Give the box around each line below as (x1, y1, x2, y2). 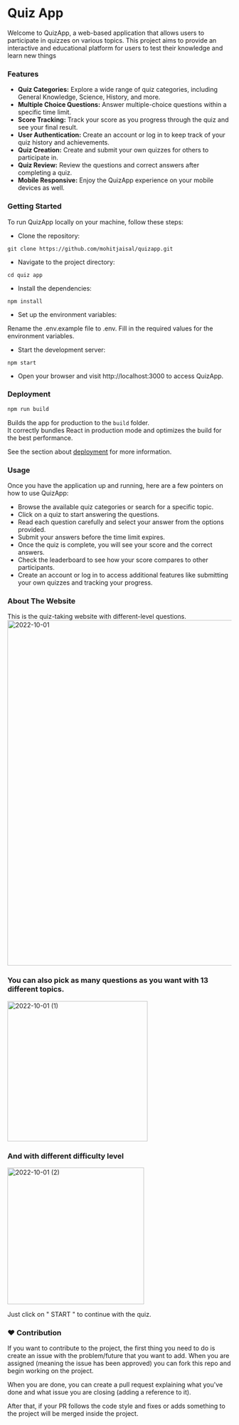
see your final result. (17, 123, 78, 132)
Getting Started (7, 202, 62, 212)
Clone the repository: (17, 231, 80, 240)
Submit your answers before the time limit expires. (17, 533, 166, 541)
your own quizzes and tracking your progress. (17, 578, 153, 587)
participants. (17, 563, 55, 571)
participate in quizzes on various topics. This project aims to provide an (7, 36, 217, 44)
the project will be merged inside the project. (7, 1409, 139, 1418)
